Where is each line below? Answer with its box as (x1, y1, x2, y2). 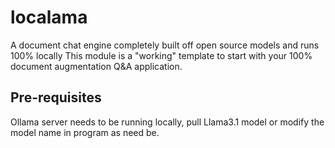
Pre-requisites (10, 89, 102, 106)
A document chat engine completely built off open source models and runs (10, 39, 320, 51)
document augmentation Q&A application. (10, 60, 183, 72)
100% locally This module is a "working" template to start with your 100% (10, 49, 313, 61)
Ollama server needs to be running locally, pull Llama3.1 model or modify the (10, 116, 325, 128)
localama (10, 6, 88, 29)
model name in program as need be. (10, 126, 160, 138)
